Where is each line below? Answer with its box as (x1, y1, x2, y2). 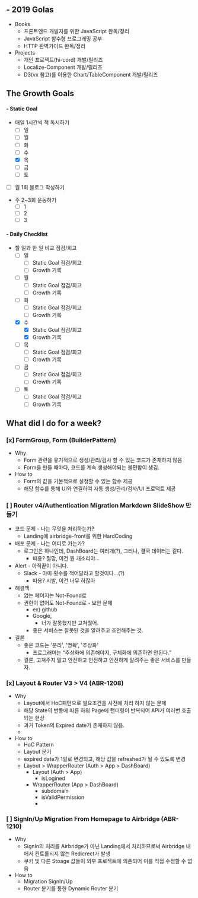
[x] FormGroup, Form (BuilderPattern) (6, 436, 117, 444)
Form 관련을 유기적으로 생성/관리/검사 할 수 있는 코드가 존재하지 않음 (23, 456, 183, 464)
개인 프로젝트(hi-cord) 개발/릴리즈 (23, 56, 103, 63)
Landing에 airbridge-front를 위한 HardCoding (23, 532, 133, 540)
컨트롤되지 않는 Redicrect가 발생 (34, 850, 111, 857)
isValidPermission (41, 794, 85, 801)
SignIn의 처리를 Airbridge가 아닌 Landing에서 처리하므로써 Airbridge (23, 843, 185, 850)
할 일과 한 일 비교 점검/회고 (14, 245, 77, 252)
